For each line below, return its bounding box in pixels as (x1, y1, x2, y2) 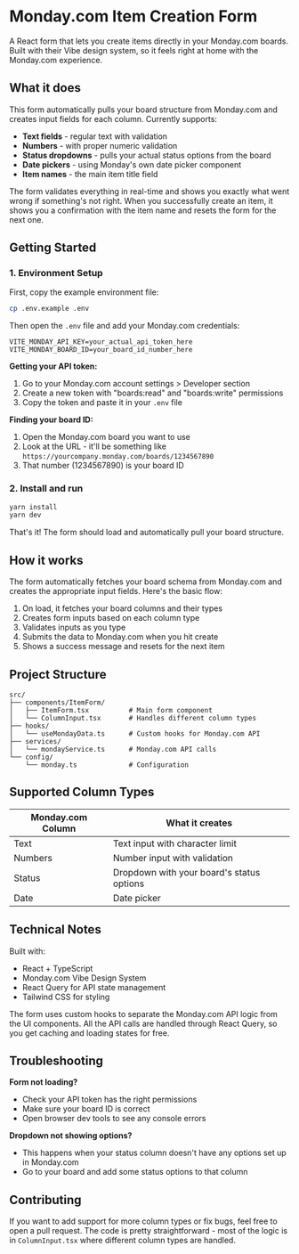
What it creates (166, 817, 233, 829)
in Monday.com (21, 1157, 79, 1168)
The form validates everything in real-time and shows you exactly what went (9, 185, 290, 197)
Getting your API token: (9, 361, 98, 371)
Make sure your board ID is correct (21, 1103, 150, 1114)
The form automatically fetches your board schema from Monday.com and (9, 576, 282, 587)
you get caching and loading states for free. (9, 1027, 170, 1038)
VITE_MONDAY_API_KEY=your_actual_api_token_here (9, 338, 193, 346)
